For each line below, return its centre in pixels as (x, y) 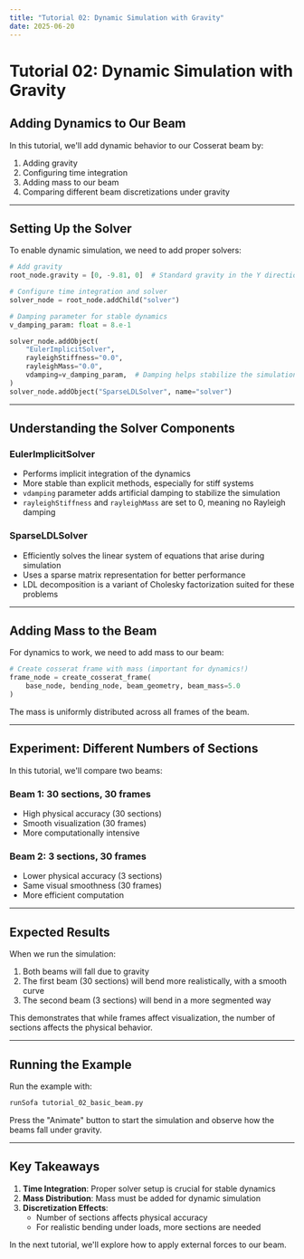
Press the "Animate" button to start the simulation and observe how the (142, 1120)
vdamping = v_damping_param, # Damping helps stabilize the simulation (161, 375)
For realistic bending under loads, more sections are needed (148, 1226)
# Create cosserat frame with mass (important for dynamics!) (129, 669)
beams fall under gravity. (56, 1130)
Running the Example (71, 1064)
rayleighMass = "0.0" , (64, 367)
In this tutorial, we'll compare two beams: (86, 770)
